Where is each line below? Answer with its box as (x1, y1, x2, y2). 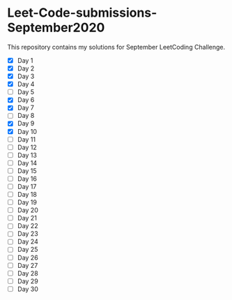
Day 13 (17, 151, 37, 159)
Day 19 (17, 198, 37, 207)
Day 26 (17, 253, 38, 262)
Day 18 (17, 190, 37, 198)
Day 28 (17, 269, 38, 277)
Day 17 (17, 182, 37, 190)
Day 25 (17, 246, 38, 254)
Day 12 (17, 143, 37, 151)
